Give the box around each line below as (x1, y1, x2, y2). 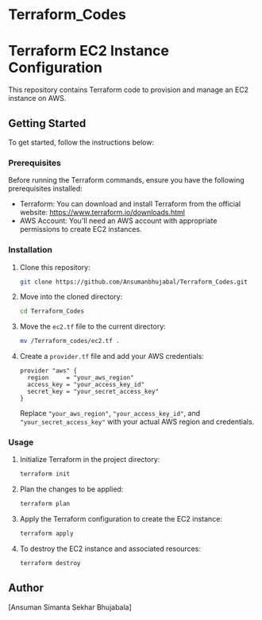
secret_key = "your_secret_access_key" (27, 387, 159, 396)
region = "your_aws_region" (27, 374, 134, 382)
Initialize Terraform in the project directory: (19, 455, 160, 464)
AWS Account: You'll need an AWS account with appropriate (19, 216, 218, 225)
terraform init (19, 470, 71, 478)
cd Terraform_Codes (19, 307, 85, 315)
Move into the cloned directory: (19, 292, 123, 302)
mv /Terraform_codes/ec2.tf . (19, 337, 121, 345)
